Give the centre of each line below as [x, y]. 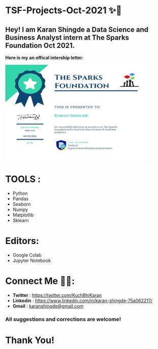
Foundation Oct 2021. [40, 45]
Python [20, 193]
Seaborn [22, 204]
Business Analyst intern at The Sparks [67, 37]
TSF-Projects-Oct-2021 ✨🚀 [64, 10]
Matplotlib [23, 215]
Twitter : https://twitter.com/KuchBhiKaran [57, 295]
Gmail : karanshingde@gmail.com [48, 306]
